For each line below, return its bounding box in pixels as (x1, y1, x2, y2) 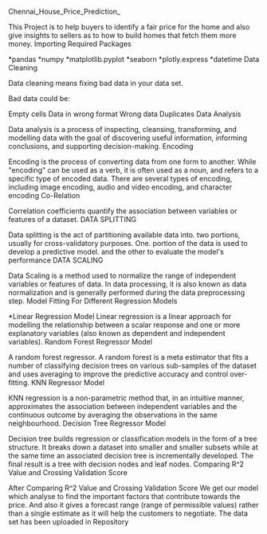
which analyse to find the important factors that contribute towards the (8, 492, 241, 501)
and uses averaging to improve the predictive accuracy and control (8, 369, 229, 379)
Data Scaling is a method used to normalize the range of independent (8, 271, 237, 280)
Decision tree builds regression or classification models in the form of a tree (8, 434, 257, 443)
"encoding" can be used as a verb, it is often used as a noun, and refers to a (8, 166, 259, 174)
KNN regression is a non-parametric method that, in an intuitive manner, (8, 393, 245, 403)
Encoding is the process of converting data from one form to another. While (8, 157, 257, 166)
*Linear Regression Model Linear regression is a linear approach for (8, 312, 232, 321)
